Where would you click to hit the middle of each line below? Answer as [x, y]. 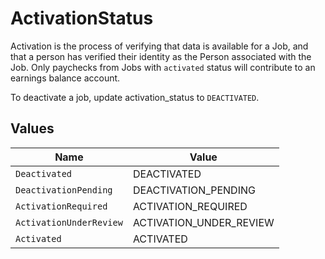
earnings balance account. [65, 78]
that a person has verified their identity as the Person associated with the [161, 56]
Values [32, 128]
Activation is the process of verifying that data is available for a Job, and [159, 46]
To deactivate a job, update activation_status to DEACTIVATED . [135, 97]
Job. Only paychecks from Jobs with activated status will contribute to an [163, 67]
